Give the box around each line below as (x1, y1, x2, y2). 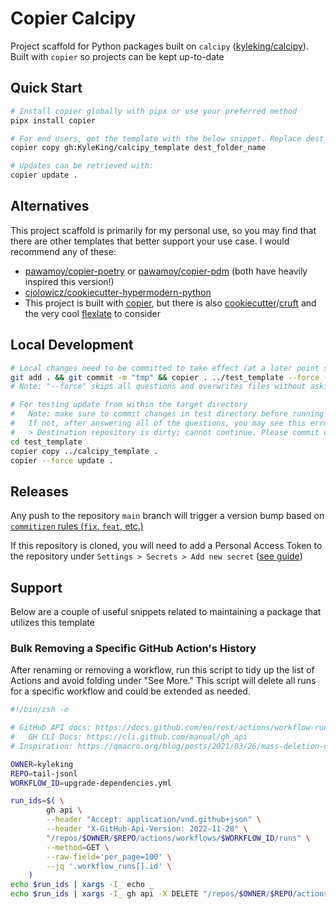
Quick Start (10, 80, 83, 97)
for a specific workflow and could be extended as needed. (10, 685, 251, 697)
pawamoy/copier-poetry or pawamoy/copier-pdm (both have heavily (24, 265, 308, 277)
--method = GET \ (46, 842, 110, 852)
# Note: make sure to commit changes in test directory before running (10, 409, 325, 419)
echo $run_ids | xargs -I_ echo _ (10, 880, 155, 890)
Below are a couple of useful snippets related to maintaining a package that (10, 606, 322, 617)
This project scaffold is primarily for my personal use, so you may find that (10, 224, 317, 236)
